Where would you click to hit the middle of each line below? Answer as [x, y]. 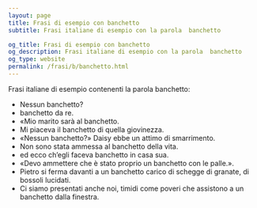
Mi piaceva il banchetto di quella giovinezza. [92, 129]
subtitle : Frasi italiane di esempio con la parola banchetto [115, 30]
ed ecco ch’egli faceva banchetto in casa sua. [94, 154]
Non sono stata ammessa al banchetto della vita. [99, 146]
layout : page [30, 15]
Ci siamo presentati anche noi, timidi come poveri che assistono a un [132, 188]
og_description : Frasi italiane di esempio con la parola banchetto [125, 52]
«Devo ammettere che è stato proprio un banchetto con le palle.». [127, 163]
